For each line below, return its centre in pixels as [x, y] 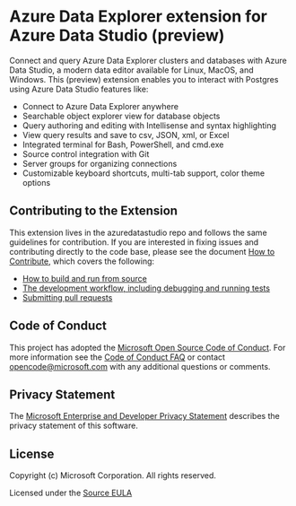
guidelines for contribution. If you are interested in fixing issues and [134, 242]
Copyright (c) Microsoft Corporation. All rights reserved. [113, 475]
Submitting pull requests [67, 297]
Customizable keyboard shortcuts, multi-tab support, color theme [144, 173]
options [36, 182]
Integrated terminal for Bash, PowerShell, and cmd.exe [123, 144]
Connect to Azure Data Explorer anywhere [100, 106]
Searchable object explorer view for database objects [121, 116]
